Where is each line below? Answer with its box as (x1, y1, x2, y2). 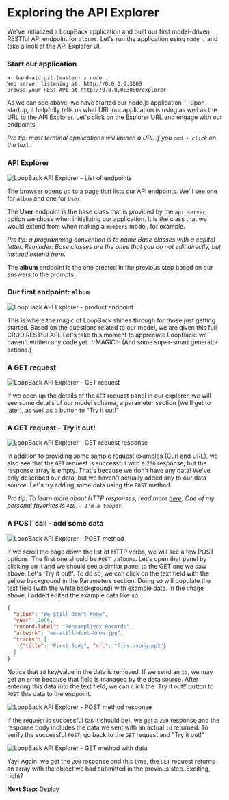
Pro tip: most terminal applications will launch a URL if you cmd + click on (7, 133, 217, 142)
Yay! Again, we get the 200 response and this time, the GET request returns (7, 757, 215, 765)
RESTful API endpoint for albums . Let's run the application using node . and (7, 34, 218, 42)
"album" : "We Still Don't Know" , (13, 610, 109, 617)
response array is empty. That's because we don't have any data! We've (7, 467, 211, 475)
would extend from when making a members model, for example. (7, 222, 186, 230)
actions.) (7, 346, 32, 354)
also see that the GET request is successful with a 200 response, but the (7, 459, 207, 467)
